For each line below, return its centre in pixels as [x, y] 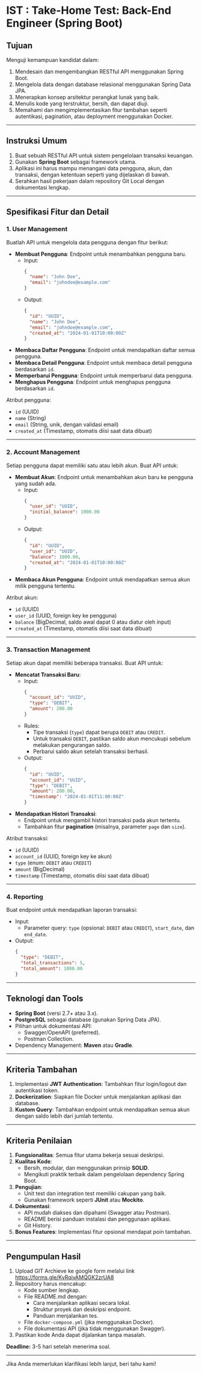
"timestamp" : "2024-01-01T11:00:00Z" [77, 797]
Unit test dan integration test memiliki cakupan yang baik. [95, 1194]
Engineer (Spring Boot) [65, 23]
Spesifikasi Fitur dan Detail [58, 212]
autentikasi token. [37, 1091]
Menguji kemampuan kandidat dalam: [53, 60]
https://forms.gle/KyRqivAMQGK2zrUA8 [64, 1277]
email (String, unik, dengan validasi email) [67, 424]
